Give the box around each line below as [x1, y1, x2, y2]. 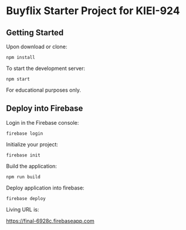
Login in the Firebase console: [6, 119, 79, 126]
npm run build [6, 174, 41, 180]
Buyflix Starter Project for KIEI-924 [6, 4, 180, 18]
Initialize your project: [6, 141, 59, 148]
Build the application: [6, 162, 58, 169]
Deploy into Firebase [6, 104, 83, 114]
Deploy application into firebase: [6, 184, 84, 191]
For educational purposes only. [6, 86, 81, 94]
